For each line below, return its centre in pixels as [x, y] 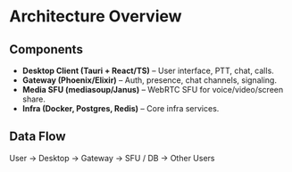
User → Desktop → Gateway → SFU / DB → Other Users [112, 158]
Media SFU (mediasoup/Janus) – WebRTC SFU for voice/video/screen [153, 90]
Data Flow [38, 137]
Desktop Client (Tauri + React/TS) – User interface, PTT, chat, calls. [148, 70]
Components [46, 49]
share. [34, 99]
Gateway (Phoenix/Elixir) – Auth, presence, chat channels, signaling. [149, 80]
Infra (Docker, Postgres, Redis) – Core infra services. [121, 108]
